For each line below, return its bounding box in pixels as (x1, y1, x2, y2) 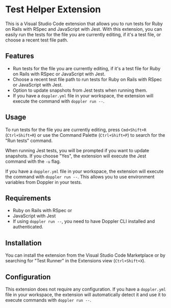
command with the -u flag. (5, 158, 61, 165)
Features (5, 52, 34, 60)
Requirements (5, 194, 51, 202)
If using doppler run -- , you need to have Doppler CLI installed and (12, 218, 155, 224)
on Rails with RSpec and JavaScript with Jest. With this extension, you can (5, 26, 162, 32)
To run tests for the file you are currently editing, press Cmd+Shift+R (5, 127, 146, 133)
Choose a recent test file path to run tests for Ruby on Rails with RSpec (12, 76, 162, 83)
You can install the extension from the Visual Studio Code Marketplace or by (5, 252, 166, 258)
